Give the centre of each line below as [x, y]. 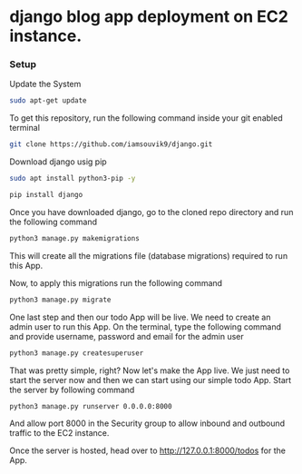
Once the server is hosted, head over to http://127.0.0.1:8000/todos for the [147, 450]
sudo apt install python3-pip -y [73, 179]
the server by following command [72, 390]
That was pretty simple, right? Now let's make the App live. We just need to [150, 370]
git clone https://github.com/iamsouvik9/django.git [111, 144]
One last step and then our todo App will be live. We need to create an [140, 317]
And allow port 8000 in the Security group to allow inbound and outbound [147, 423]
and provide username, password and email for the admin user [127, 336]
